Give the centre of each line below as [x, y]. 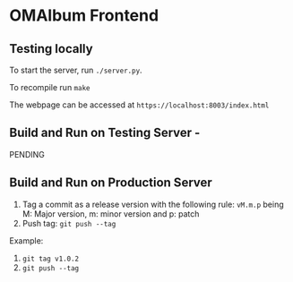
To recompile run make [50, 87]
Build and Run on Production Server [111, 183]
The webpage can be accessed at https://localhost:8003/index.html [139, 105]
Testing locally [51, 49]
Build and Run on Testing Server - [105, 133]
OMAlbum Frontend [84, 16]
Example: [26, 240]
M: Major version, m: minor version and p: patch [111, 214]
